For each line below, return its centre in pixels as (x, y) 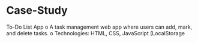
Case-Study (37, 10)
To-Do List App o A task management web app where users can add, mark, (99, 27)
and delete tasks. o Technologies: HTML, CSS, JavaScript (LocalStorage (95, 33)
